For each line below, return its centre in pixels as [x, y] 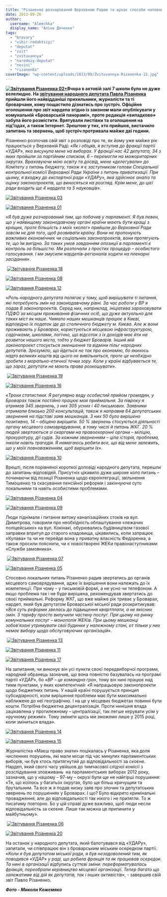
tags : [11, 33]
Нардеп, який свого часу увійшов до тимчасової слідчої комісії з [74, 766]
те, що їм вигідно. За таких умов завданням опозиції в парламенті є [79, 243]
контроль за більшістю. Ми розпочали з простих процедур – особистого [83, 248]
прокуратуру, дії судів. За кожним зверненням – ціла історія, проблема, [83, 437]
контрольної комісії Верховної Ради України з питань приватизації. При [82, 172]
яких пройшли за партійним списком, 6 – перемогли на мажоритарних [82, 156]
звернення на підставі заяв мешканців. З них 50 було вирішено [73, 416]
